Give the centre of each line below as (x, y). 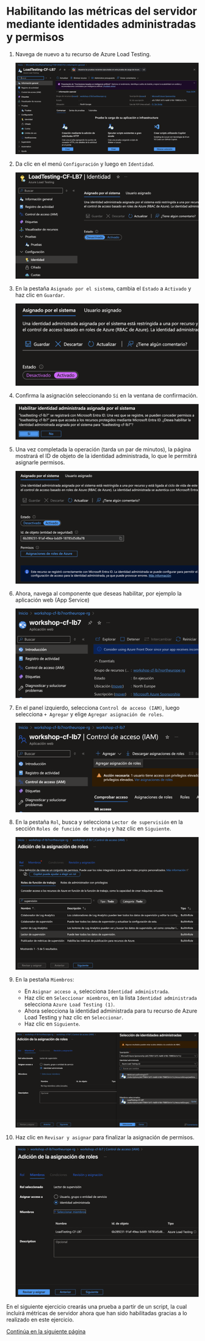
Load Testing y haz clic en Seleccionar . (74, 1018)
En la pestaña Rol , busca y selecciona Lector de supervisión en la (99, 822)
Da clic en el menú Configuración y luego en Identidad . (85, 164)
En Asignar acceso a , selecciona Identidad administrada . (97, 991)
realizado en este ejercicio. (40, 1320)
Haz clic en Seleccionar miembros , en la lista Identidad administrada (110, 998)
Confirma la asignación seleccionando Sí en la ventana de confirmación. (106, 396)
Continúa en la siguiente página (46, 1331)
